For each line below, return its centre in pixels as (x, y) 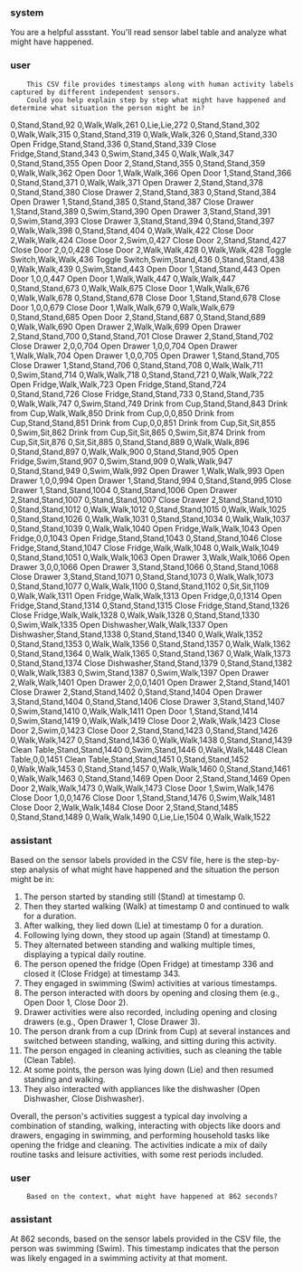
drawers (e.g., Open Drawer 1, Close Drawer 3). (112, 1021)
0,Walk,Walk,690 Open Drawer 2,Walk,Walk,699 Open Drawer (126, 327)
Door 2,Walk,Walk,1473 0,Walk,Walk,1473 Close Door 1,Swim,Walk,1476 (142, 788)
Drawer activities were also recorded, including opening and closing (150, 1011)
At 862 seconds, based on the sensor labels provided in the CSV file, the (146, 1239)
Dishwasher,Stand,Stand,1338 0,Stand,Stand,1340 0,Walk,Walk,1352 (137, 634)
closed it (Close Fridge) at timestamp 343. (102, 973)
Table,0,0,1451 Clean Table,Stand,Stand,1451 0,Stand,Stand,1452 (130, 759)
